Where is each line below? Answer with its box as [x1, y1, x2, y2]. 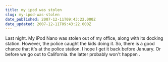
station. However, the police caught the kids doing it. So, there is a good [5, 41, 155, 47]
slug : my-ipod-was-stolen [5, 12, 60, 17]
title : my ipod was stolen [5, 7, 62, 13]
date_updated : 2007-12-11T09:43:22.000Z [5, 21, 92, 27]
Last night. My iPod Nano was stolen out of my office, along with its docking [5, 35, 163, 41]
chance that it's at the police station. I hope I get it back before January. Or [5, 46, 161, 52]
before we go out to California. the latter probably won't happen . [5, 51, 140, 57]
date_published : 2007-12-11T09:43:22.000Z [5, 17, 96, 22]
